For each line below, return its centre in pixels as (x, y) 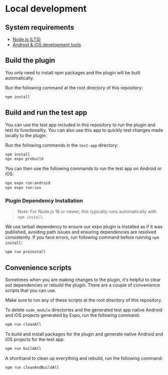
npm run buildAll (23, 348)
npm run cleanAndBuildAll (32, 367)
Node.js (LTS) (27, 39)
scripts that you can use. (31, 290)
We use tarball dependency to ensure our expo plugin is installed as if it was (84, 227)
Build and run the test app (46, 113)
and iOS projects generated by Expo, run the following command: (73, 315)
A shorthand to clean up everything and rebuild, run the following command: (84, 358)
